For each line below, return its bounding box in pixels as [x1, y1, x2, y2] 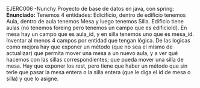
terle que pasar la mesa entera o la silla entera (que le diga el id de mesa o [6, 69, 191, 75]
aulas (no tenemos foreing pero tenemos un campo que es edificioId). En [6, 24, 187, 31]
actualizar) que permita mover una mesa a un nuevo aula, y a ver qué [6, 50, 178, 56]
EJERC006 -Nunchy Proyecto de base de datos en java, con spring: [6, 5, 175, 12]
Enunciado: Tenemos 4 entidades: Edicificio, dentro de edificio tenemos [6, 11, 186, 19]
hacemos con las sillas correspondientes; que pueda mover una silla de [6, 56, 184, 63]
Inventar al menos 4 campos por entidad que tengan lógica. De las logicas [6, 37, 191, 44]
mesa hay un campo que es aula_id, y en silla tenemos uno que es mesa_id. [6, 31, 195, 38]
